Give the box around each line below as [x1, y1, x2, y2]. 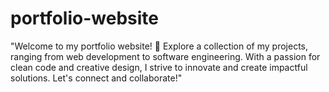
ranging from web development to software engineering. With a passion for [10, 50, 321, 62]
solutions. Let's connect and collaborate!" [10, 72, 183, 84]
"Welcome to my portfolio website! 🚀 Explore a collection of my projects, [10, 40, 308, 52]
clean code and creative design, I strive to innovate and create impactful [10, 61, 308, 73]
